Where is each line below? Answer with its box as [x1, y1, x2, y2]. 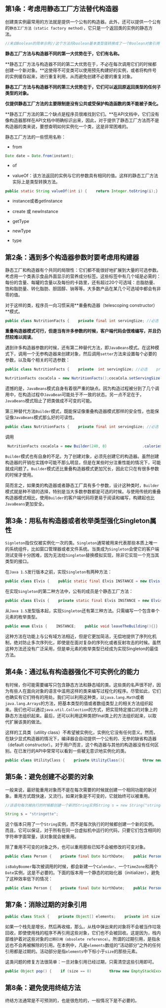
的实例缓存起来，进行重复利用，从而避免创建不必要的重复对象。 [5, 73, 135, 79]
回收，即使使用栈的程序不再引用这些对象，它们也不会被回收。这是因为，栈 [5, 929, 157, 935]
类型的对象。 [5, 90, 31, 96]
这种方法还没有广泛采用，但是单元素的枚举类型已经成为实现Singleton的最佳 [5, 646, 159, 652]
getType [12, 218, 30, 224]
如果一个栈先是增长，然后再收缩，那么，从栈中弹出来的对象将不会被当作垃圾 [5, 924, 161, 929]
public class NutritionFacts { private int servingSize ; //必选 [5, 367, 148, 372]
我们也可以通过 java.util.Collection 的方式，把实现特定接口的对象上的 [13, 706, 158, 713]
